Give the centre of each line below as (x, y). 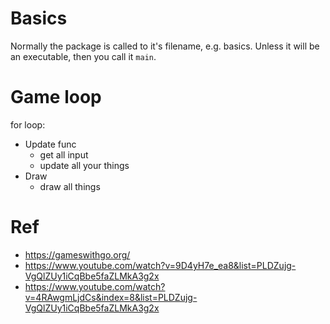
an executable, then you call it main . (83, 56)
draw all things (70, 186)
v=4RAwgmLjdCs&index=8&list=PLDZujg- (111, 297)
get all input (64, 154)
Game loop (56, 97)
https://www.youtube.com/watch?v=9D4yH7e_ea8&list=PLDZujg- (160, 265)
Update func (50, 144)
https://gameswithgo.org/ (77, 254)
